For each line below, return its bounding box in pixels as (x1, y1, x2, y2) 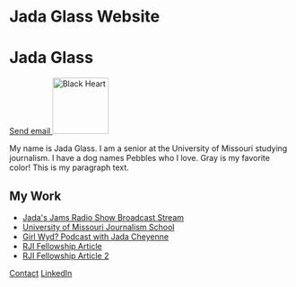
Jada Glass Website (9, 6, 160, 27)
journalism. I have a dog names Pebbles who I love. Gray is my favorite (9, 153, 271, 164)
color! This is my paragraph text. (9, 162, 130, 173)
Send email (9, 126, 51, 137)
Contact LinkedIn (9, 267, 73, 278)
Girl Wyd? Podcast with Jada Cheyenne (22, 231, 169, 242)
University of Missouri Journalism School (22, 221, 175, 232)
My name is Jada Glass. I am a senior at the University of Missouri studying (9, 143, 288, 154)
